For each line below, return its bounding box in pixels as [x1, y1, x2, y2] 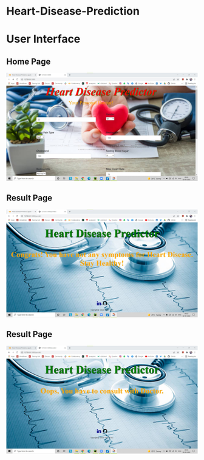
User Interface [6, 32, 81, 46]
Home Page [6, 56, 51, 66]
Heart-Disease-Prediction [6, 4, 140, 18]
